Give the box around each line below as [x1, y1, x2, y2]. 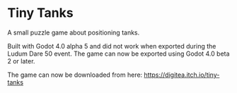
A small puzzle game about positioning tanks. [7, 28, 140, 37]
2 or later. [7, 56, 35, 65]
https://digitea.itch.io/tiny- [144, 70, 220, 79]
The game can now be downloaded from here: [7, 70, 143, 79]
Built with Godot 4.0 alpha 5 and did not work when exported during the [7, 42, 216, 50]
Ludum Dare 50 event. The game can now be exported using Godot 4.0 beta [7, 49, 230, 58]
